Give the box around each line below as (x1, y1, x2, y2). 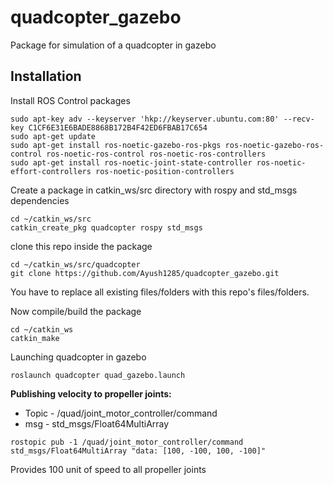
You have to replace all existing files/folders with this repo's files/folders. (10, 286, 310, 298)
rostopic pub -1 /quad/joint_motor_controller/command (10, 437, 244, 447)
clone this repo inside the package (10, 240, 153, 252)
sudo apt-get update (10, 131, 97, 141)
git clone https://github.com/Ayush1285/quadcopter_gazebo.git (10, 268, 280, 278)
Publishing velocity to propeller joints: (10, 387, 172, 400)
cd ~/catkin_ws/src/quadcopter (10, 259, 141, 270)
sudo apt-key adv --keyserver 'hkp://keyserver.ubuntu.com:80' (10, 114, 280, 124)
